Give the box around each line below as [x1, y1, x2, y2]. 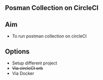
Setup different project [12, 60, 57, 66]
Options [5, 47, 30, 55]
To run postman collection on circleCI [12, 33, 87, 39]
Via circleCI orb [12, 65, 44, 71]
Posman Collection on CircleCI [5, 4, 99, 12]
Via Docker [12, 70, 34, 77]
